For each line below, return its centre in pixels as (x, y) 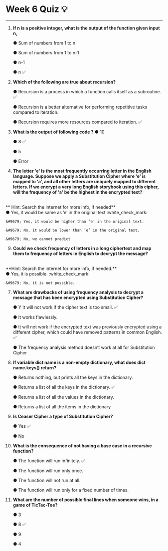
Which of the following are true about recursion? (64, 82)
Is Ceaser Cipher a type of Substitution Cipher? (63, 416)
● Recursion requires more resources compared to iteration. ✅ (78, 122)
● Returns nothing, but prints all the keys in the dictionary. (73, 377)
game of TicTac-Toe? (35, 505)
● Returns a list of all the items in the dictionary (62, 407)
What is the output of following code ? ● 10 (59, 132)
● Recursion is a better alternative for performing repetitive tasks (80, 107)
